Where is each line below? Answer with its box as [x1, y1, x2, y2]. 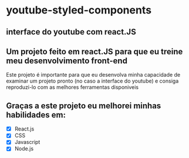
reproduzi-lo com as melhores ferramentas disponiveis [6, 84, 139, 91]
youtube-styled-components [6, 4, 151, 17]
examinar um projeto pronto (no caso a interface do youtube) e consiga [6, 77, 179, 85]
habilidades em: [6, 109, 66, 120]
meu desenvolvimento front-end [6, 56, 128, 66]
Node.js [14, 145, 34, 152]
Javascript [14, 139, 41, 146]
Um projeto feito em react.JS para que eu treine [6, 46, 183, 56]
